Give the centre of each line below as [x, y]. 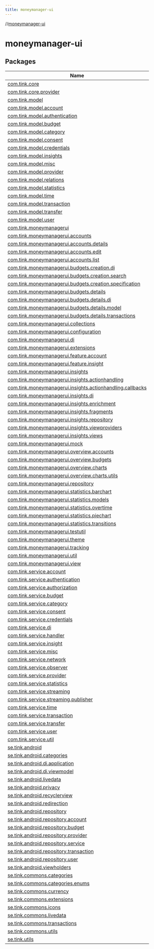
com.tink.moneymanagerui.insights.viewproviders [65, 428]
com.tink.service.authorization [42, 587]
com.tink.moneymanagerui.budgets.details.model [64, 307]
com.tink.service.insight [35, 643]
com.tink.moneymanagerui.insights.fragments [60, 411]
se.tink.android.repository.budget [46, 827]
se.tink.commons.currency [38, 891]
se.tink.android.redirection [38, 803]
